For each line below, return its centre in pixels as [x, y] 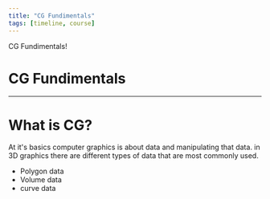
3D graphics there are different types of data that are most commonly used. [133, 156]
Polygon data [42, 171]
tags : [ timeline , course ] [51, 23]
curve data [38, 189]
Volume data [41, 180]
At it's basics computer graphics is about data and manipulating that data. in [135, 147]
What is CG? [50, 125]
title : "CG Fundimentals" [51, 16]
